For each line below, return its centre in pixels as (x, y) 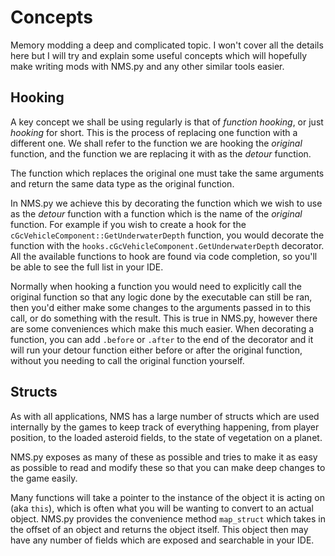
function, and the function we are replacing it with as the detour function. (161, 153)
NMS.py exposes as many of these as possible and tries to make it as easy (164, 457)
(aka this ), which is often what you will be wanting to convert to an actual (162, 508)
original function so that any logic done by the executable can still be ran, (161, 297)
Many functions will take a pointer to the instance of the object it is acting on (167, 497)
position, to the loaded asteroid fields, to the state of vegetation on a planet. (166, 437)
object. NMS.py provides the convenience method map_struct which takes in (168, 518)
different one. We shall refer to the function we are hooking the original (156, 143)
